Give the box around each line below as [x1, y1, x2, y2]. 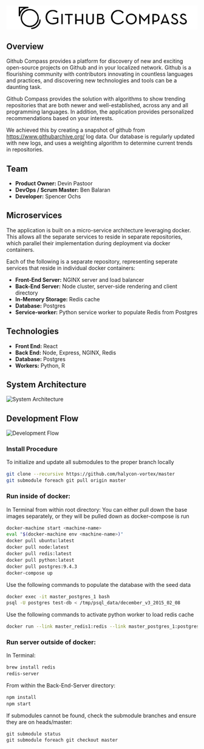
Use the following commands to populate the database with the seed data [6, 581, 191, 588]
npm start [6, 701, 32, 707]
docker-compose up [6, 570, 53, 576]
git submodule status [6, 731, 61, 737]
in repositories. [6, 146, 44, 153]
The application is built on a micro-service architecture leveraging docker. [6, 226, 191, 234]
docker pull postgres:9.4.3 [6, 564, 78, 570]
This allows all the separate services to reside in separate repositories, [6, 233, 183, 240]
